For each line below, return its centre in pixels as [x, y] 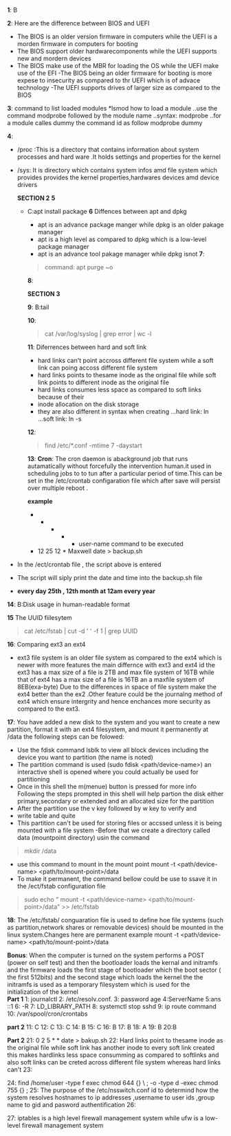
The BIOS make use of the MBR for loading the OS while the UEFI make [118, 66]
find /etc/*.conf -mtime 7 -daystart [93, 445]
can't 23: [20, 1069]
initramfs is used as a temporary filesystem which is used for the [99, 984]
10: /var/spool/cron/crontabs [47, 1014]
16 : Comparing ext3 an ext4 [46, 644]
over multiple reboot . [57, 488]
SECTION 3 [44, 294]
